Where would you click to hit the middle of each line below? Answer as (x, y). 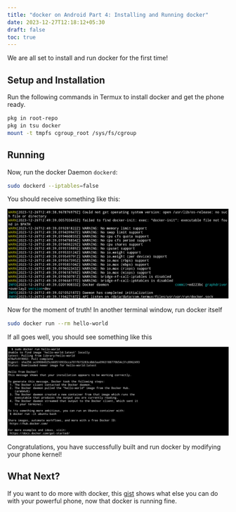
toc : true (22, 37)
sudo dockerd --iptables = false (53, 186)
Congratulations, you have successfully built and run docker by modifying (114, 447)
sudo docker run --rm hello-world (58, 324)
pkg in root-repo (33, 119)
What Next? (34, 476)
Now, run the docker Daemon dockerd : (63, 172)
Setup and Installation (56, 80)
